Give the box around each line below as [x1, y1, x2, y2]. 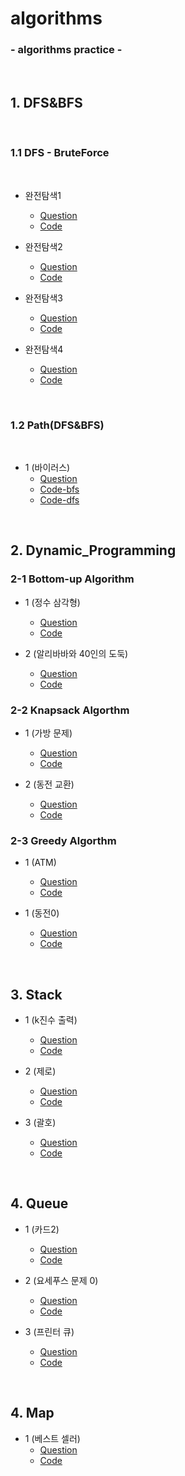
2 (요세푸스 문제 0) [24, 1274, 99, 1286]
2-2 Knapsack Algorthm [10, 703, 130, 717]
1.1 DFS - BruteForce [10, 146, 110, 160]
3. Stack [10, 986, 63, 1003]
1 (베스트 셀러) [24, 1432, 81, 1444]
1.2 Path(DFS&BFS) [10, 418, 105, 432]
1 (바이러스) [24, 461, 71, 473]
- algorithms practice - [10, 43, 123, 57]
